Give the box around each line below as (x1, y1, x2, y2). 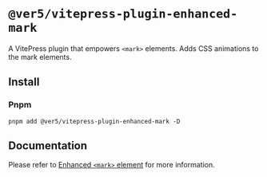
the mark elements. (8, 52, 72, 61)
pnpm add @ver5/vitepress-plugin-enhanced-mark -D (8, 117, 181, 125)
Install (8, 75, 40, 89)
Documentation (8, 139, 88, 153)
